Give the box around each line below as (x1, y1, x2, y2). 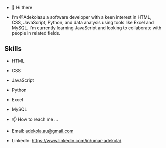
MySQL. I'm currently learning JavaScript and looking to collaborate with (11, 25, 162, 31)
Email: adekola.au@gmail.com (11, 128, 74, 134)
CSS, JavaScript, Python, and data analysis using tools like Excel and (11, 20, 154, 25)
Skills (4, 45, 22, 53)
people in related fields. (11, 30, 61, 36)
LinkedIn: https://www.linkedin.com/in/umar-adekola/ (11, 137, 122, 143)
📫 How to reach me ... (11, 116, 58, 122)
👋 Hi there (11, 5, 33, 10)
